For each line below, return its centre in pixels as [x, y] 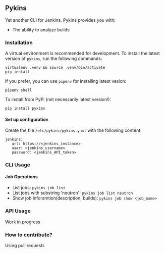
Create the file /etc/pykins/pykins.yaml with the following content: [74, 130]
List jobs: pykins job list [39, 188]
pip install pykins [25, 108]
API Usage [18, 211]
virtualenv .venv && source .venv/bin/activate [55, 68]
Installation [19, 43]
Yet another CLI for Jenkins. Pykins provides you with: [60, 20]
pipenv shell [19, 90]
